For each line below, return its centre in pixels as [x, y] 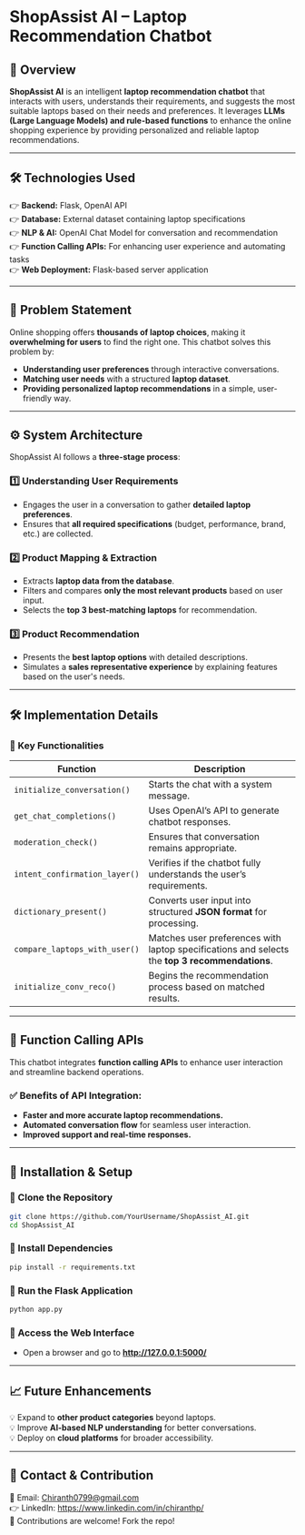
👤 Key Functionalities [57, 746]
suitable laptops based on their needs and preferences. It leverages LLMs [148, 111]
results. [164, 999]
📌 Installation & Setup [71, 1172]
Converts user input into [200, 900]
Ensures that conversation [204, 837]
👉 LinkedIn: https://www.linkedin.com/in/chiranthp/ [107, 1508]
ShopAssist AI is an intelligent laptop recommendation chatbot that [138, 91]
